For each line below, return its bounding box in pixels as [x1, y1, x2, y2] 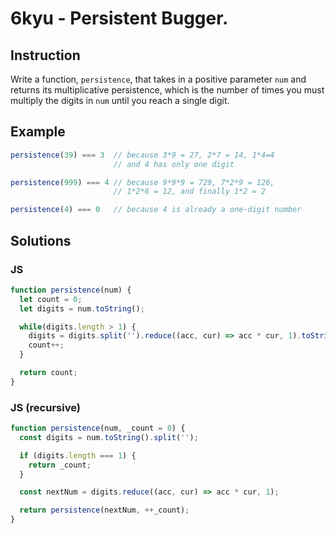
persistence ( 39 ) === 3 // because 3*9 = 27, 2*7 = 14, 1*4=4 [10, 150, 275, 160]
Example [10, 123, 66, 141]
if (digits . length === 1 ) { [19, 450, 137, 461]
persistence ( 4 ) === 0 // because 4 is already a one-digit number [10, 205, 302, 215]
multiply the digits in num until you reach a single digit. [10, 95, 230, 106]
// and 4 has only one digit [113, 159, 235, 169]
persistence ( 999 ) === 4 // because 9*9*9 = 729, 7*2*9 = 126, [10, 177, 275, 187]
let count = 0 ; [19, 294, 83, 304]
